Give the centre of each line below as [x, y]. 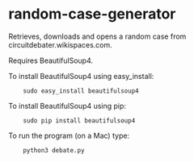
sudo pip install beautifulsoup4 [79, 120]
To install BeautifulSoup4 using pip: [67, 106]
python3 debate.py [54, 150]
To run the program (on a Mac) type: [69, 135]
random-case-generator [92, 14]
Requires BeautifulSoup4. [51, 60]
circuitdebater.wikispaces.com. [61, 44]
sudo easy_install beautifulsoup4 [81, 91]
